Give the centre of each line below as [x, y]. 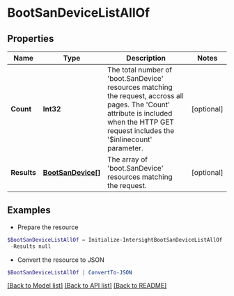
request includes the [141, 131]
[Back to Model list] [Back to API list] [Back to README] [87, 286]
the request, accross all [146, 96]
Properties [31, 39]
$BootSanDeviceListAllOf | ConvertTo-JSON [70, 272]
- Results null [31, 246]
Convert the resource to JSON [61, 260]
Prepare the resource [48, 227]
